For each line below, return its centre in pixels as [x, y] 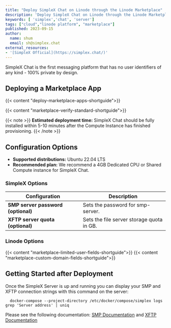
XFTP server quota [31, 220]
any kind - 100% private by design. [42, 72]
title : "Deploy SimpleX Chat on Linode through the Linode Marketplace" [84, 10]
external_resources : [27, 48]
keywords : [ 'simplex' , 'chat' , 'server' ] [50, 19]
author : [13, 34]
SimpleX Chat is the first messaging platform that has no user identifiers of [83, 67]
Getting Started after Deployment [59, 274]
